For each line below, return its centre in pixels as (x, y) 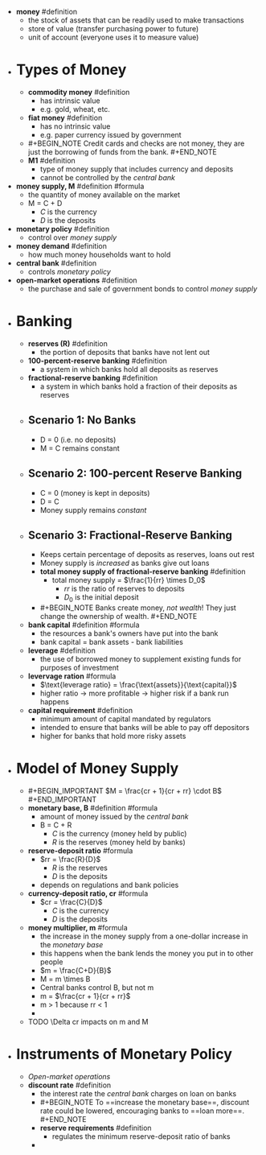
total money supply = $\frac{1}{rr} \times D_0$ (129, 580)
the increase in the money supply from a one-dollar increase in (144, 936)
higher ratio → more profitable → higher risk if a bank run (134, 693)
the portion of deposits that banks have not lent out (125, 352)
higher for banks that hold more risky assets (113, 736)
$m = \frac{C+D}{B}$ (76, 971)
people (51, 962)
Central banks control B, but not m (97, 988)
